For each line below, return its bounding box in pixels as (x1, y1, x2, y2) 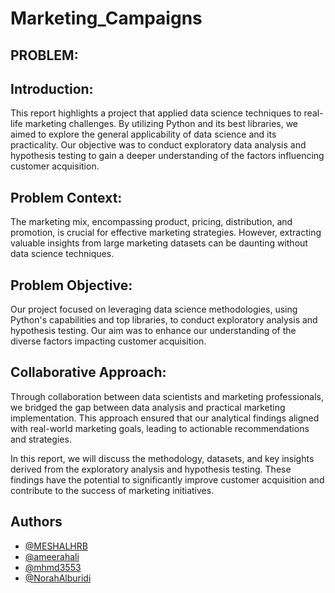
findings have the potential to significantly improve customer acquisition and (10, 473, 325, 486)
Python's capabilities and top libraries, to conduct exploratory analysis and (10, 314, 318, 326)
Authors (10, 513, 63, 531)
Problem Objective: (10, 277, 133, 294)
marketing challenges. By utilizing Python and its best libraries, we (24, 118, 299, 130)
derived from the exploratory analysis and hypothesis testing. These (10, 463, 292, 475)
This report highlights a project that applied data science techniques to (10, 107, 302, 119)
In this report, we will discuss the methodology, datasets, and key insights (10, 452, 315, 464)
